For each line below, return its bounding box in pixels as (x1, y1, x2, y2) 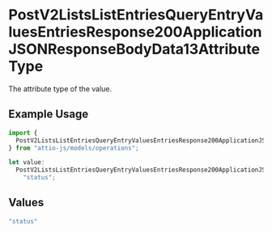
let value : (8, 158, 45, 167)
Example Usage (8, 108, 89, 121)
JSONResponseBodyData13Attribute (8, 40, 261, 58)
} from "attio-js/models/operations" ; (8, 144, 139, 152)
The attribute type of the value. (8, 83, 113, 94)
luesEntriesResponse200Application (8, 23, 262, 41)
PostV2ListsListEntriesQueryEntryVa (8, 6, 264, 24)
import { (8, 129, 38, 137)
